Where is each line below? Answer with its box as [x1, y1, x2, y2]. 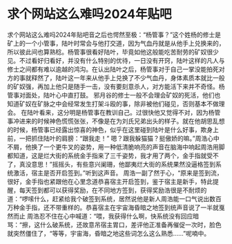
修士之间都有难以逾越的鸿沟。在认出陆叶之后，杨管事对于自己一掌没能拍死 [7, 65, 219, 73]
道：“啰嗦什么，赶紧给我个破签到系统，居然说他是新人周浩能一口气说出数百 [7, 194, 222, 203]
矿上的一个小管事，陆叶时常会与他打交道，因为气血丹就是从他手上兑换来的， [7, 39, 225, 47]
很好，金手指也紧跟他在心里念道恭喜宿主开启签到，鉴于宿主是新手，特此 [7, 177, 213, 185]
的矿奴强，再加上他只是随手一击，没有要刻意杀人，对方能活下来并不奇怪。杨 [7, 82, 225, 91]
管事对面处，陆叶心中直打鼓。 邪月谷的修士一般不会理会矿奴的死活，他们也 [7, 91, 221, 99]
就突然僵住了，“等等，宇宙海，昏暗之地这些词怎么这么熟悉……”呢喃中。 [7, 229, 211, 237]
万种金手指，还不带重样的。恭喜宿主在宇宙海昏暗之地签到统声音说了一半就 [7, 203, 219, 212]
